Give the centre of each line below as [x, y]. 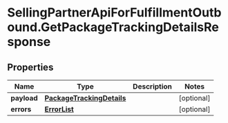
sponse [29, 42]
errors [21, 109]
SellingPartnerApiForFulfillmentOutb [114, 13]
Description [152, 86]
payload [24, 98]
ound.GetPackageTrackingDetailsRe [113, 27]
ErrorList [59, 109]
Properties [30, 67]
